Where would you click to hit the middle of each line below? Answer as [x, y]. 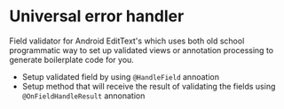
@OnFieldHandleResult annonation [83, 96]
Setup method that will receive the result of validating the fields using [149, 86]
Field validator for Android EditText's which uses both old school [127, 41]
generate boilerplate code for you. [72, 59]
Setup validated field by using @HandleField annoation [121, 76]
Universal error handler [97, 16]
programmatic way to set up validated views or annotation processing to [141, 50]
